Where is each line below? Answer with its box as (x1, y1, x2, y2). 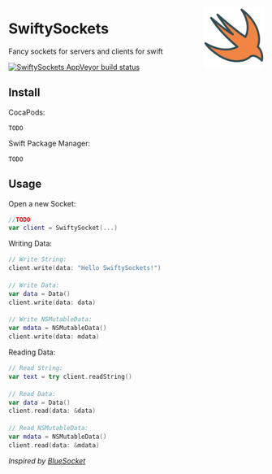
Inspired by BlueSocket (8, 455, 86, 466)
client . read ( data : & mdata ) (8, 441, 100, 450)
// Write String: (8, 255, 67, 263)
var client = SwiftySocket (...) (8, 224, 118, 233)
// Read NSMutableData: (8, 424, 89, 433)
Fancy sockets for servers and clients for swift (8, 46, 163, 56)
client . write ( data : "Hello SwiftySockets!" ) (8, 264, 162, 272)
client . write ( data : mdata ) (8, 333, 100, 341)
